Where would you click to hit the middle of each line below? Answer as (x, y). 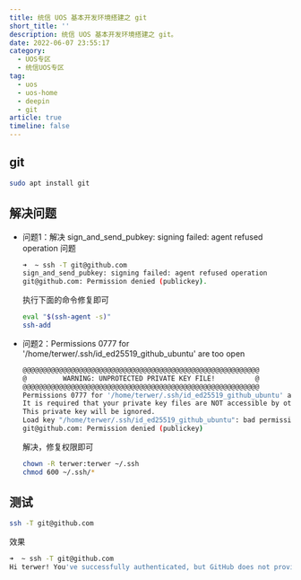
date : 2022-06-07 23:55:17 (60, 43)
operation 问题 (49, 248)
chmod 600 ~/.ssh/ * (59, 472)
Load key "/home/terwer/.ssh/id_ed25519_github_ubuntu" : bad (139, 420)
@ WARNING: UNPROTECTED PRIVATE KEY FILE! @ (141, 378)
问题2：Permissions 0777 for (76, 343)
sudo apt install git (50, 183)
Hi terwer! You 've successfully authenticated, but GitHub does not (140, 567)
